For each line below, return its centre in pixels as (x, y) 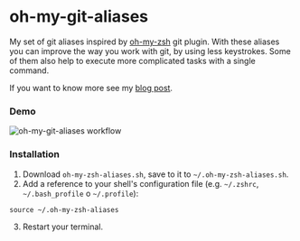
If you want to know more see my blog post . (91, 88)
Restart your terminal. (63, 227)
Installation (35, 154)
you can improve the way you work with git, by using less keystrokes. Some (150, 51)
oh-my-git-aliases (79, 17)
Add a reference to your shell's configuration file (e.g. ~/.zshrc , (141, 183)
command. (29, 70)
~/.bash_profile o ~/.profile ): (80, 193)
